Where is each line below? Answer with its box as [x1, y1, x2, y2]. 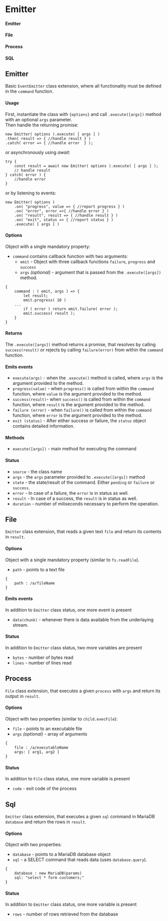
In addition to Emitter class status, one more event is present [5, 607, 132, 613]
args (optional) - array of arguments [12, 731, 88, 737]
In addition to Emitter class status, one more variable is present [5, 901, 137, 907]
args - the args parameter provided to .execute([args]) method [12, 474, 145, 480]
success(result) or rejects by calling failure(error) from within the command [5, 347, 163, 353]
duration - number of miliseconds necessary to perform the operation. [12, 500, 159, 507]
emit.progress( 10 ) [23, 297, 66, 303]
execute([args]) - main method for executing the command [12, 446, 137, 452]
